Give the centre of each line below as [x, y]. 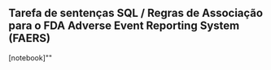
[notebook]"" [31, 58]
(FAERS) [30, 38]
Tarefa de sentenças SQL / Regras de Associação [135, 13]
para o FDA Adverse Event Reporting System [124, 26]
